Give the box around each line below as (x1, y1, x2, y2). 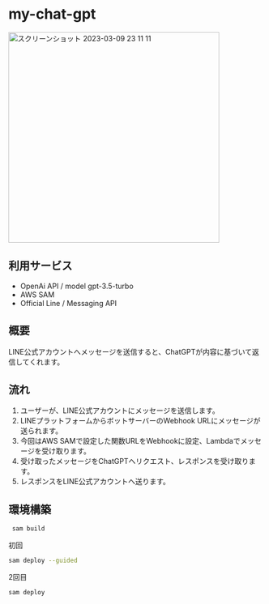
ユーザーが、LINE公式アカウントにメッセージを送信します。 (19, 406, 220, 415)
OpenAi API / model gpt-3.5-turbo (19, 281, 134, 291)
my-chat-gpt (8, 5, 96, 23)
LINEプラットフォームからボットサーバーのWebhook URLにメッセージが (19, 416, 261, 426)
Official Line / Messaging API (19, 298, 117, 308)
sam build (11, 525, 45, 533)
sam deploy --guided (8, 556, 79, 565)
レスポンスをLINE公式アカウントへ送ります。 (19, 477, 170, 487)
